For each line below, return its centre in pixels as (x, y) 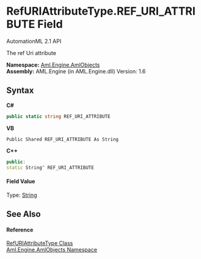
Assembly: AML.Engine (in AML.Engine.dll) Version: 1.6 (76, 71)
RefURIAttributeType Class (40, 243)
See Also (24, 214)
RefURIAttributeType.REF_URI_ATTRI (101, 11)
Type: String (22, 195)
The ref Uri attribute (31, 53)
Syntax (20, 91)
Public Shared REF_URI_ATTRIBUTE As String (63, 139)
